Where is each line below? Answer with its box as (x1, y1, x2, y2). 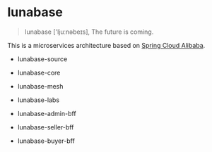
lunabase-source (17, 54, 68, 63)
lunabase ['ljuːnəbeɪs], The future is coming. (24, 27, 154, 36)
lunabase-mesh (17, 82, 64, 90)
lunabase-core (17, 68, 61, 77)
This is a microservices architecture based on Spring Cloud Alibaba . (7, 41, 206, 49)
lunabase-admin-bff (17, 109, 76, 118)
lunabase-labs (17, 96, 60, 104)
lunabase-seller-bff (17, 122, 74, 131)
